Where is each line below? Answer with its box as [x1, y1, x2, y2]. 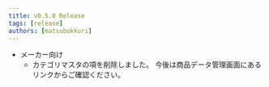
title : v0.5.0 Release [8, 11, 85, 20]
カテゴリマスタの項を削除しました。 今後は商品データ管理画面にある [32, 60, 262, 69]
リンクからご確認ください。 [32, 70, 126, 80]
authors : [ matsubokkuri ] [8, 27, 92, 35]
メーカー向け [19, 50, 63, 60]
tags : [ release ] [8, 19, 63, 27]
